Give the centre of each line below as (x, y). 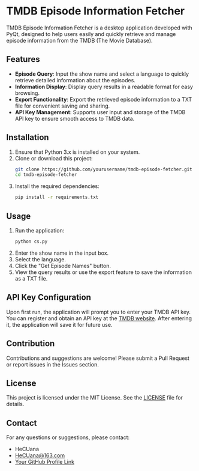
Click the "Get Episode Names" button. (63, 266)
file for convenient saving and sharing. (62, 106)
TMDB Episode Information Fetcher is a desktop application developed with (99, 28)
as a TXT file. (31, 278)
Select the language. (40, 259)
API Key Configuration (49, 298)
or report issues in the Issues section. (52, 364)
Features (23, 59)
